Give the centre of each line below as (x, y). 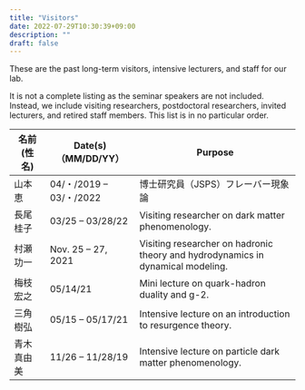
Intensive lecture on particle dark (209, 352)
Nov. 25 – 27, (79, 249)
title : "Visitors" (44, 18)
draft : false (34, 43)
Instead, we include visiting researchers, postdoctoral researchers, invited (148, 106)
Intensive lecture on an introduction (215, 314)
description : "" (40, 34)
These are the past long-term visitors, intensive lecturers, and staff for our (148, 69)
